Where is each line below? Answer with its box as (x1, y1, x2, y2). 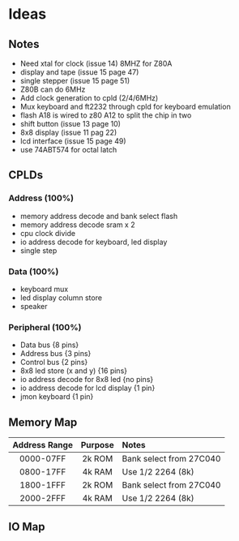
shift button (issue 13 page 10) (19, 119, 122, 128)
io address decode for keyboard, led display (19, 237, 168, 247)
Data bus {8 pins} (19, 340, 79, 350)
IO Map (8, 520, 46, 534)
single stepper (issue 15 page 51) (19, 76, 130, 85)
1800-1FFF (19, 479, 66, 491)
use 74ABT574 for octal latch (19, 145, 117, 154)
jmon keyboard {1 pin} (19, 392, 94, 401)
